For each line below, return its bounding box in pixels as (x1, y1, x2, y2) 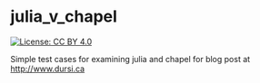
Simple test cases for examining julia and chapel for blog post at (10, 53, 251, 64)
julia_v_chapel (10, 6, 117, 27)
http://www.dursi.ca (10, 63, 85, 74)
